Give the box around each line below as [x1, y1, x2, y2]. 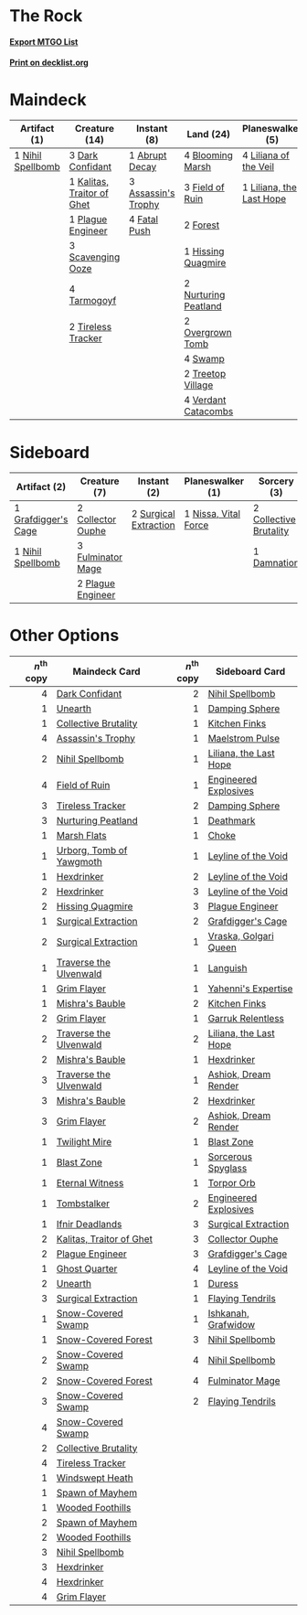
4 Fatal [129, 213, 158, 226]
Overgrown [184, 326, 232, 339]
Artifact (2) [16, 481, 67, 494]
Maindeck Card [72, 665, 141, 678]
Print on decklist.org [9, 57, 89, 69]
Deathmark [207, 814, 256, 827]
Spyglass [207, 1161, 248, 1174]
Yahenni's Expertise [207, 982, 293, 995]
